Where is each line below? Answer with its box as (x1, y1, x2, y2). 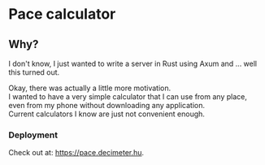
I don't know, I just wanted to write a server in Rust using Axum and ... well (8, 59, 258, 68)
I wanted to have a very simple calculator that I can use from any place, (8, 92, 248, 102)
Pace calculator (8, 5, 116, 24)
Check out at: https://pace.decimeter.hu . (8, 148, 145, 158)
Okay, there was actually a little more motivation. (8, 83, 172, 93)
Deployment (8, 129, 59, 141)
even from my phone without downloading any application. (8, 101, 206, 110)
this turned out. (8, 67, 60, 77)
